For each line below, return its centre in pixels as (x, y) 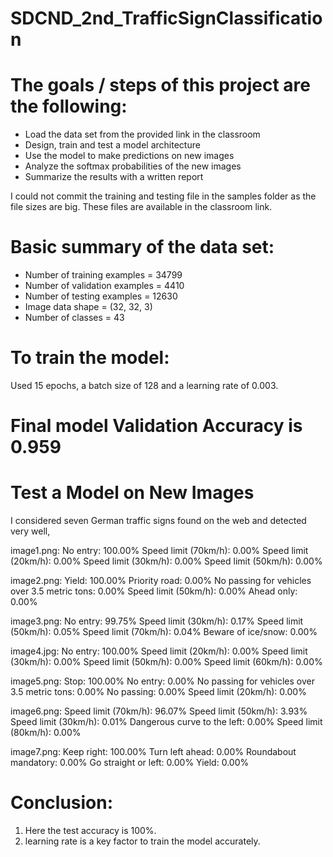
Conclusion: (62, 803)
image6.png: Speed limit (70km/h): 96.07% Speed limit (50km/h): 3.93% (159, 711)
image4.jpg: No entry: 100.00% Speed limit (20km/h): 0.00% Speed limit (159, 651)
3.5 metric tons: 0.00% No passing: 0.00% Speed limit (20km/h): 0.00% (158, 692)
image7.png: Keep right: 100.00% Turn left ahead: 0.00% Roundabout (153, 752)
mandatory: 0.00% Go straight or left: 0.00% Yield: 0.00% (130, 763)
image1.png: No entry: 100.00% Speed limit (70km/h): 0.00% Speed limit (159, 551)
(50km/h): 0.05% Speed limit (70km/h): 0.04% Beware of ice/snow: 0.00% (164, 632)
